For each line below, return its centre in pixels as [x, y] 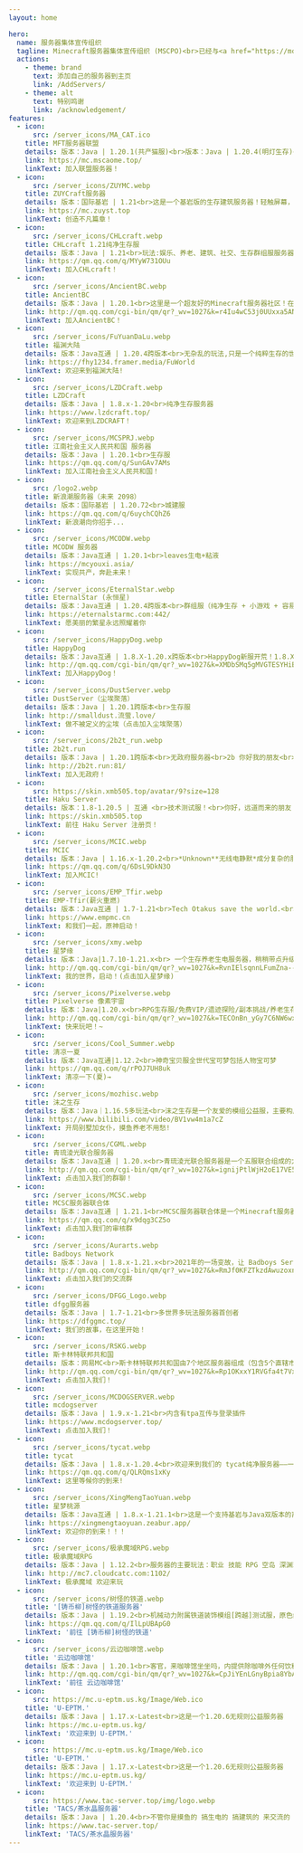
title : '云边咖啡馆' [60, 1658]
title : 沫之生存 [52, 1102]
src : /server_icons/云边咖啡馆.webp [98, 1649]
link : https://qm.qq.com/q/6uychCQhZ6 [98, 513]
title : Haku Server [62, 800]
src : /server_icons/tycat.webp [91, 1447]
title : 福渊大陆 [52, 346]
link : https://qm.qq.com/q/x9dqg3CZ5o [98, 1221]
